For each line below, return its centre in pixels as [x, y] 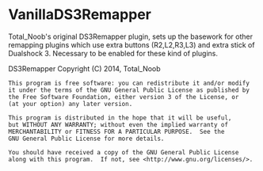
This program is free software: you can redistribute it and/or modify [129, 83]
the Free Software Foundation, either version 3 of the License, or [124, 97]
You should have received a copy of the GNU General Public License [124, 152]
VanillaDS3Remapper [80, 15]
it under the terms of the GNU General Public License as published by [129, 90]
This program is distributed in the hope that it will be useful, [120, 118]
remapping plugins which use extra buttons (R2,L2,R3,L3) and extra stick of [131, 44]
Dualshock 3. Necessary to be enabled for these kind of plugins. [113, 53]
